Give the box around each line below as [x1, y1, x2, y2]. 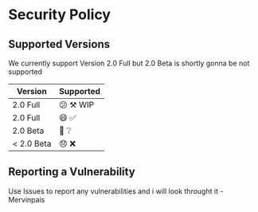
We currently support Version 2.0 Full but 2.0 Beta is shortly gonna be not [8, 58, 250, 68]
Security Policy [8, 6, 111, 24]
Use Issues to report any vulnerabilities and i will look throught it [8, 186, 219, 196]
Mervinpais [8, 194, 45, 204]
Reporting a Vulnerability [8, 165, 135, 179]
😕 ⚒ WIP [59, 100, 95, 110]
